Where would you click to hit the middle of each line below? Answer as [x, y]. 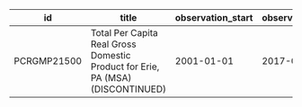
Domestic [111, 55]
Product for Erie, [125, 67]
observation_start [214, 18]
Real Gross [113, 44]
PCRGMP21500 [48, 61]
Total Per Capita [124, 33]
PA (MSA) [111, 78]
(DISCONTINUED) [129, 89]
